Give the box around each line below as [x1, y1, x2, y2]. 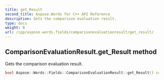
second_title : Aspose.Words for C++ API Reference [5, 12, 110, 17]
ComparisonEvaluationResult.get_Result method [5, 48, 157, 56]
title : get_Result [5, 7, 42, 12]
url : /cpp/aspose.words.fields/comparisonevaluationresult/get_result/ [5, 30, 154, 35]
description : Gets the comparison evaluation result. [5, 16, 117, 21]
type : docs [5, 20, 27, 26]
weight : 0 [5, 25, 25, 30]
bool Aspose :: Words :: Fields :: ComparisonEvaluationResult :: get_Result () [5, 70, 154, 75]
